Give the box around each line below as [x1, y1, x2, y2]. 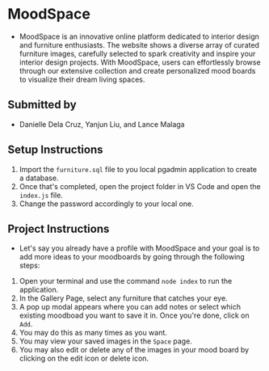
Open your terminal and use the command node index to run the [19, 276, 233, 286]
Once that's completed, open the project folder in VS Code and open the [19, 181, 261, 191]
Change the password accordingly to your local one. [19, 199, 195, 209]
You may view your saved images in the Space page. [19, 336, 193, 346]
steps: [19, 260, 40, 271]
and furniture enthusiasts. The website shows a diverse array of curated [19, 40, 260, 49]
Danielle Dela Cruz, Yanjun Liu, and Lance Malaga [19, 119, 185, 129]
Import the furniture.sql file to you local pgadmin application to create [19, 164, 258, 174]
